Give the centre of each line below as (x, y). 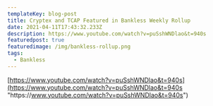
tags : (15, 54)
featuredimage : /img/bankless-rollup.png (69, 47)
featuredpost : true (36, 40)
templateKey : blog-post (42, 14)
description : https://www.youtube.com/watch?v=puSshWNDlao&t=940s (107, 34)
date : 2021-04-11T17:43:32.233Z (55, 27)
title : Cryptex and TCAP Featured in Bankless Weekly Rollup (99, 20)
